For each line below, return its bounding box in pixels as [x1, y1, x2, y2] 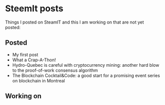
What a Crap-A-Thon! [12, 57, 56, 63]
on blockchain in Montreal [12, 78, 65, 83]
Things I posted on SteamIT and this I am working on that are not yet [5, 19, 144, 25]
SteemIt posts [5, 3, 64, 14]
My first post [12, 52, 38, 57]
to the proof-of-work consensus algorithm [12, 67, 99, 73]
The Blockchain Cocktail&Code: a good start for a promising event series [12, 72, 160, 79]
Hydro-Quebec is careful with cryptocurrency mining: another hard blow [12, 62, 160, 68]
